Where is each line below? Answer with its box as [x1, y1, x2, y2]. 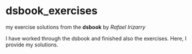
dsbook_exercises [5, 4, 98, 18]
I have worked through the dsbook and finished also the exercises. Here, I [5, 35, 187, 42]
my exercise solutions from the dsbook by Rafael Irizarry [5, 23, 145, 31]
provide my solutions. [5, 41, 59, 48]
